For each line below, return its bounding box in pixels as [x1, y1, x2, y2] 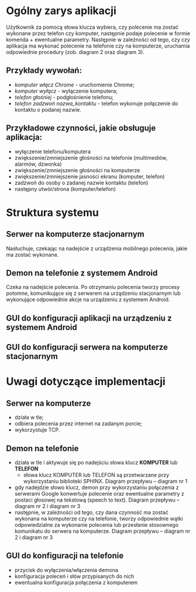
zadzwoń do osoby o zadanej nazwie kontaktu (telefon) [14, 179, 149, 186]
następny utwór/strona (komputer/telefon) [14, 185, 116, 192]
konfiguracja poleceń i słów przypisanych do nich [14, 573, 135, 580]
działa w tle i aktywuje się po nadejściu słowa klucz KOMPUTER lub [14, 459, 178, 466]
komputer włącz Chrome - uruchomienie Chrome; [14, 81, 135, 88]
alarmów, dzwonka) [14, 160, 63, 167]
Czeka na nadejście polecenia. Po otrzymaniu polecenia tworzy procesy [6, 284, 180, 291]
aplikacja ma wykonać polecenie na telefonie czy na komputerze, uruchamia [6, 42, 190, 49]
